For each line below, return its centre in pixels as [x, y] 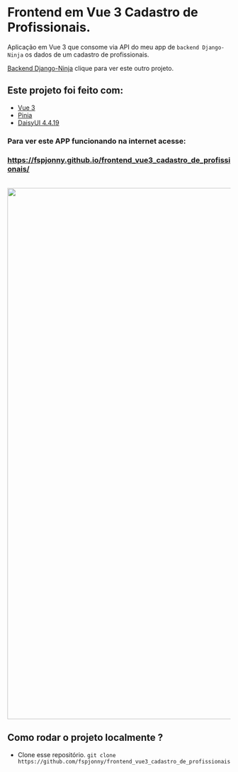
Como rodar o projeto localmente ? [85, 738]
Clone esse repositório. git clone [67, 754]
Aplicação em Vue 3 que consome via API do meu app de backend [103, 47]
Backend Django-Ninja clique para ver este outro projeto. [91, 68]
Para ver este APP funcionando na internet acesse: [97, 141]
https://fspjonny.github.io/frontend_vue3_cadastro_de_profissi [119, 160]
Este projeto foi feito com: [66, 90]
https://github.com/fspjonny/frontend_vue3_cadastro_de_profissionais [124, 761]
